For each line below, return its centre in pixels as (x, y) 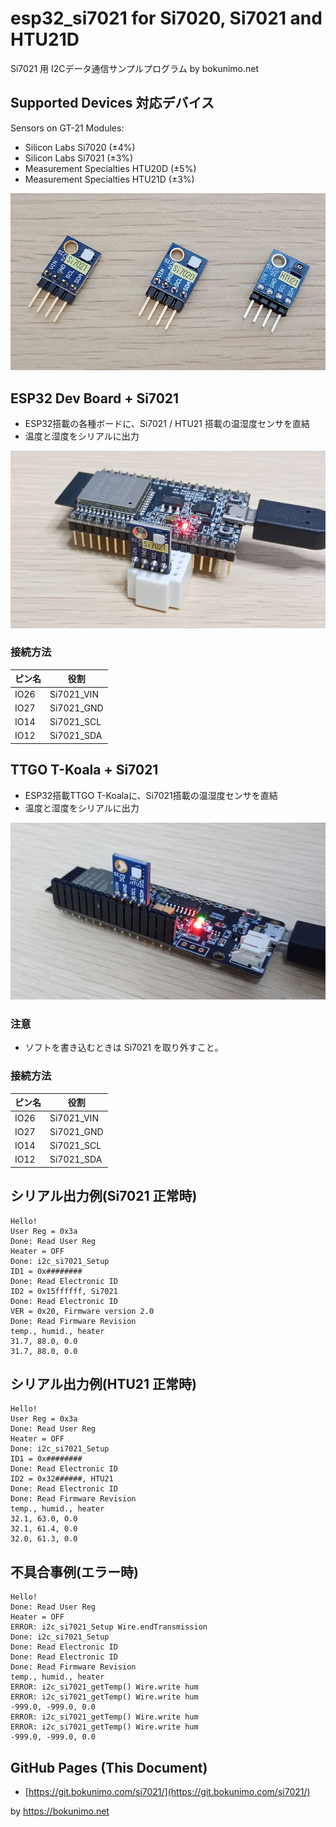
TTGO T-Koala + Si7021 (84, 770)
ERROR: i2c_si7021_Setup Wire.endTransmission (109, 1627)
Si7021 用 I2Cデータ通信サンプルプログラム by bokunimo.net (135, 68)
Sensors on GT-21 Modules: (67, 128)
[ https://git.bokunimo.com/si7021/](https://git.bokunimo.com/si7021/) (167, 1792)
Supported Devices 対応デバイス (112, 103)
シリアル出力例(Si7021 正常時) (104, 1196)
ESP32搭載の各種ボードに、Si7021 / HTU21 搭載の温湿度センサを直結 (167, 424)
